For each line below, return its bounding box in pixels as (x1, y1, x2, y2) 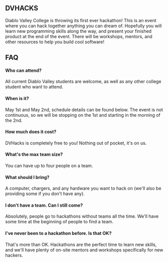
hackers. (5, 252, 24, 258)
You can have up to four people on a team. (5, 163, 93, 169)
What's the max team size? (5, 151, 63, 157)
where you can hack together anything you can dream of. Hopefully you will (5, 23, 162, 29)
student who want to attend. (5, 84, 64, 90)
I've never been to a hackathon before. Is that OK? (5, 230, 112, 236)
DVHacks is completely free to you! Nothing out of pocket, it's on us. (5, 140, 147, 146)
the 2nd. (5, 117, 23, 123)
